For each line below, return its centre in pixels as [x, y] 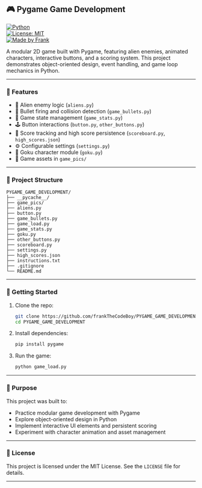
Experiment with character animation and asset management [90, 432]
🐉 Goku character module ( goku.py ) [59, 152]
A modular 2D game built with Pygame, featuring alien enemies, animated [97, 51]
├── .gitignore [25, 266]
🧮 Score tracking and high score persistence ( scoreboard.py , [90, 133]
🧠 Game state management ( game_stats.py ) [69, 118]
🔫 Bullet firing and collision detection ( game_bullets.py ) [83, 111]
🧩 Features [22, 91]
